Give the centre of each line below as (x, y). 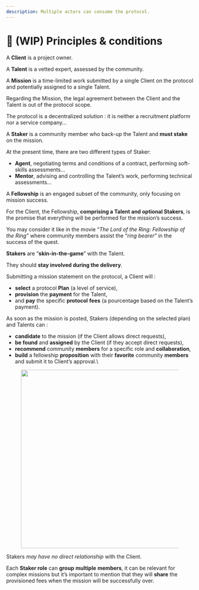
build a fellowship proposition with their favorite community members (102, 355)
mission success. (27, 200)
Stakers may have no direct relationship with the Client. (74, 556)
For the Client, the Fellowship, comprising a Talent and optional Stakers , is (98, 211)
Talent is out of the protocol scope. (49, 104)
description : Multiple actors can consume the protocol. (78, 12)
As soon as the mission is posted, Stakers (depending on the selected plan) (99, 318)
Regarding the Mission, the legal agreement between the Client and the (93, 98)
